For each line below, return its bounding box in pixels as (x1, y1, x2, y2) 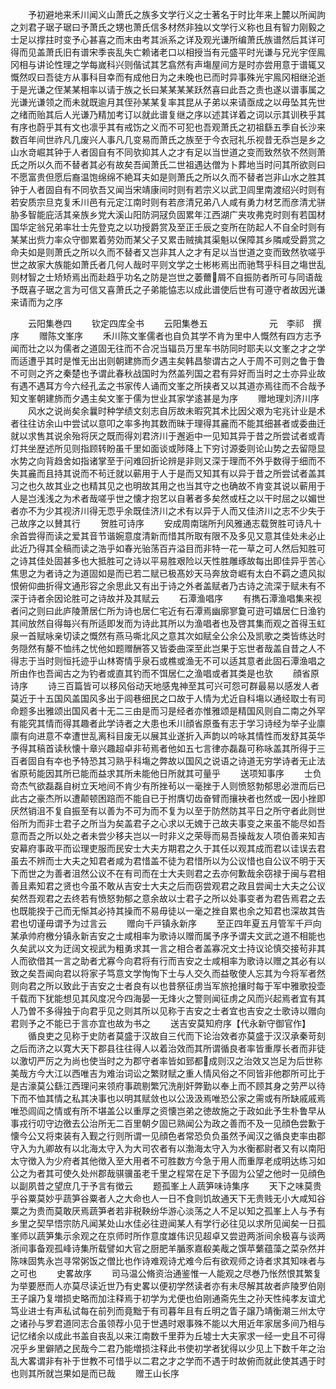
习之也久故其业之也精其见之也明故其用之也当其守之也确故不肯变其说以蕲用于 (10, 480, 326, 492)
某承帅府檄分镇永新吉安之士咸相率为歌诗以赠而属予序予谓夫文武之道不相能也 (10, 930, 326, 942)
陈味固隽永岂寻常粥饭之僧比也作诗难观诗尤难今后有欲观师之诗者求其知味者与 (10, 1255, 326, 1267)
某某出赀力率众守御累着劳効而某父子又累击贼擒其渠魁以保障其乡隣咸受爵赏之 (10, 234, 326, 245)
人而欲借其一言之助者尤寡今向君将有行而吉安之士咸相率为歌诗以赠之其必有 (10, 955, 317, 967)
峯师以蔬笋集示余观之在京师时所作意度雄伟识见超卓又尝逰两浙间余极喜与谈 (10, 1230, 317, 1242)
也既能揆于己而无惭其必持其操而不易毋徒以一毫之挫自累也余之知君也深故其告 (10, 905, 326, 917)
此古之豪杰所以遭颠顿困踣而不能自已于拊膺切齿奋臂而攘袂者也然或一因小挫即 (10, 793, 326, 804)
